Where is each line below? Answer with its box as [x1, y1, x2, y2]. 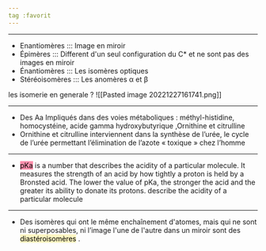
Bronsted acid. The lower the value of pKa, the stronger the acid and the [19, 177, 256, 187]
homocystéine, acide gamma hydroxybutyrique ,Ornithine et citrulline [19, 120, 245, 131]
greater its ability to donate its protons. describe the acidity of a [19, 185, 227, 195]
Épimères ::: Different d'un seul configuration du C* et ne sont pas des [19, 49, 249, 59]
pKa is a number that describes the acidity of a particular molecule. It [19, 160, 245, 170]
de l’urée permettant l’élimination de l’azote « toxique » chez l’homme [19, 138, 245, 147]
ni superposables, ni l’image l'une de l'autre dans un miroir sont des [19, 225, 241, 234]
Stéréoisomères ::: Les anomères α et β [19, 74, 149, 84]
